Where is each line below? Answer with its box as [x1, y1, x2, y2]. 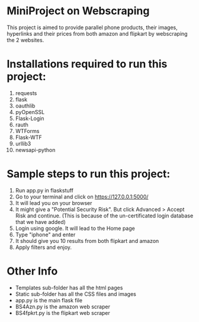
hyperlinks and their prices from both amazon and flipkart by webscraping [7, 30, 188, 37]
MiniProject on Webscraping [7, 4, 150, 18]
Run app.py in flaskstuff [15, 187, 73, 194]
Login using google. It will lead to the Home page [15, 225, 135, 232]
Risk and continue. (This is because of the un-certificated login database [15, 212, 194, 219]
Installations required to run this [7, 58, 168, 71]
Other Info [7, 264, 58, 277]
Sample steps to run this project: [7, 168, 171, 181]
